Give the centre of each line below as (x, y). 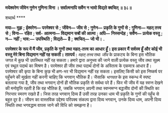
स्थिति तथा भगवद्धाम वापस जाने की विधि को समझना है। (49, 105)
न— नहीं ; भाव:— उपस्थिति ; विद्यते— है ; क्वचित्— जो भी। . (55, 39)
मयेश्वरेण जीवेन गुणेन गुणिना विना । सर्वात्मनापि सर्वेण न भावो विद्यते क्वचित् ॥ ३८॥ (68, 8)
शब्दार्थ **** (15, 18)
